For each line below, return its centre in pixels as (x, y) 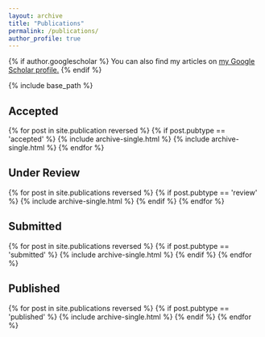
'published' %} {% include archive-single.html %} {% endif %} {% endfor (130, 317)
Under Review (44, 173)
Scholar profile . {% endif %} (55, 70)
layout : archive (35, 16)
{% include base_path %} (51, 86)
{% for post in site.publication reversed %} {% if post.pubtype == (117, 131)
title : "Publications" (46, 23)
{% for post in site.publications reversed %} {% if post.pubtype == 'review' (133, 192)
